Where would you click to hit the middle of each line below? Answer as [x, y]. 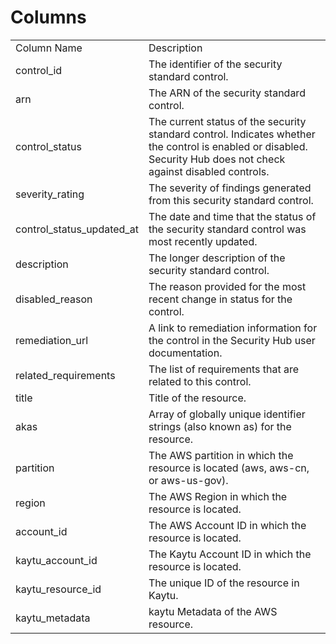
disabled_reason [54, 299]
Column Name [49, 48]
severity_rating [50, 194]
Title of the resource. [197, 398]
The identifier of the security [215, 64]
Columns [48, 17]
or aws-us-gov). [188, 480]
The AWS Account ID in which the [227, 525]
